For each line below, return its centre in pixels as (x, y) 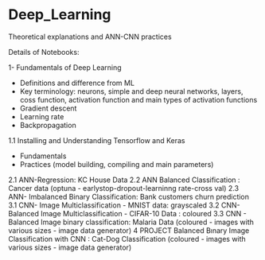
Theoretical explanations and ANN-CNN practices (90, 37)
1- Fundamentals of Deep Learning (65, 67)
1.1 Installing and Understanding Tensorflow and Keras (97, 140)
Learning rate (42, 116)
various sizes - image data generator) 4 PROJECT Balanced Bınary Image (129, 230)
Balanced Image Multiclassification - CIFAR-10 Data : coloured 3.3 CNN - (127, 213)
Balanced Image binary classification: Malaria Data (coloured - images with (131, 222)
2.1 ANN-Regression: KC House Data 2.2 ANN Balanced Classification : (124, 180)
